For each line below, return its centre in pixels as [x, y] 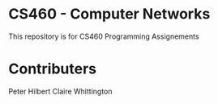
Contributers [53, 69]
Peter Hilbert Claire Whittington [60, 91]
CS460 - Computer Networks [109, 14]
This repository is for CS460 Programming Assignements [104, 36]
